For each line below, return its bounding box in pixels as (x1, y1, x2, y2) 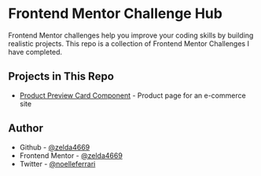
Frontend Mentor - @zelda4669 (19, 150, 123, 160)
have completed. (8, 47, 63, 56)
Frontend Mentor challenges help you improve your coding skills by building (8, 31, 254, 40)
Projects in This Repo (8, 70, 114, 83)
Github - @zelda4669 (19, 142, 90, 152)
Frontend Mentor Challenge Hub (8, 5, 222, 23)
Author (8, 122, 43, 135)
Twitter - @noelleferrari (19, 159, 96, 168)
